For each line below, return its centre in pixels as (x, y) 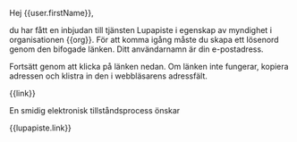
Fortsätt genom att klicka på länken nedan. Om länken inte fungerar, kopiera (149, 67)
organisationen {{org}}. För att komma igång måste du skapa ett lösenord (144, 40)
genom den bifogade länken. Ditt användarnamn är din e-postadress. (136, 49)
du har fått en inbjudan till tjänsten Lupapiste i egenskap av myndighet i (141, 30)
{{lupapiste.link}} (40, 128)
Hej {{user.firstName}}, (51, 13)
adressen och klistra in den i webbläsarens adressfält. (109, 76)
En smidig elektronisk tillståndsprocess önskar (95, 110)
